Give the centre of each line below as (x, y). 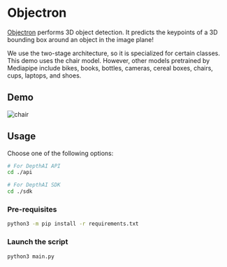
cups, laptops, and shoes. (44, 75)
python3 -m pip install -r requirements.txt (73, 224)
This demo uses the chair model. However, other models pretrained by (109, 60)
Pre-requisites (32, 209)
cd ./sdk (20, 192)
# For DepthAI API (34, 166)
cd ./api (20, 173)
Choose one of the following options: (60, 153)
